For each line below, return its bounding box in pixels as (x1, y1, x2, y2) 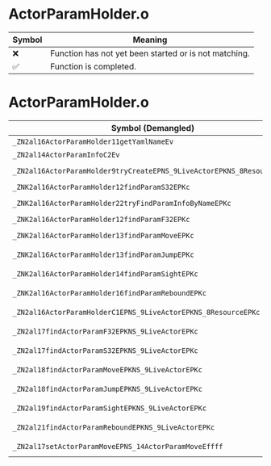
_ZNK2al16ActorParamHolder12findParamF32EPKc (12, 215, 190, 224)
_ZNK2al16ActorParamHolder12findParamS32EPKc (12, 183, 190, 191)
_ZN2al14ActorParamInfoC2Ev (12, 150, 120, 159)
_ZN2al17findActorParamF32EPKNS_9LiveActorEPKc (12, 326, 199, 336)
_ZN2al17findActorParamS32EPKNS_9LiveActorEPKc (12, 346, 199, 355)
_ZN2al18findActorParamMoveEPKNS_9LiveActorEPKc (12, 365, 203, 374)
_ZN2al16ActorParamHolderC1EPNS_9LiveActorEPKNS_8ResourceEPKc (12, 308, 261, 317)
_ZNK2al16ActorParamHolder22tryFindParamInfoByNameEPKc (12, 199, 231, 208)
